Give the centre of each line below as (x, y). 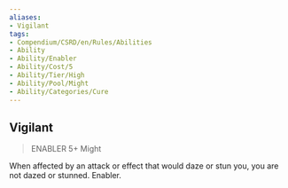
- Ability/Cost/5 (41, 67)
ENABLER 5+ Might (66, 149)
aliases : (25, 17)
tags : (19, 34)
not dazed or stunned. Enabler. (66, 176)
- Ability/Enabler (43, 59)
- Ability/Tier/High (47, 75)
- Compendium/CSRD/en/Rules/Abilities (81, 42)
